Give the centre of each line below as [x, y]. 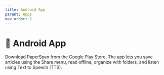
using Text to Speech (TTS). [34, 68]
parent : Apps [19, 14]
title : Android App [25, 10]
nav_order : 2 [19, 19]
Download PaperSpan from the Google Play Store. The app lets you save [79, 57]
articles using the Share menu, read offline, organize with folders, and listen [82, 62]
